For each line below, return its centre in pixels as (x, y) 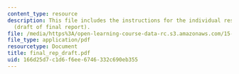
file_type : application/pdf (49, 40)
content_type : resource (43, 14)
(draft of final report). (52, 27)
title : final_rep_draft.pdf (49, 54)
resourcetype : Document (43, 47)
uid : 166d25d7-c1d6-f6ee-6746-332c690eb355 (73, 60)
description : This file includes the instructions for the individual (114, 20)
